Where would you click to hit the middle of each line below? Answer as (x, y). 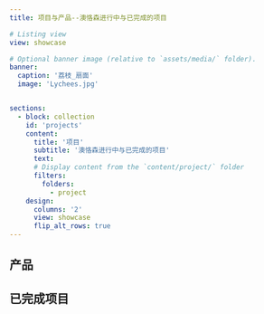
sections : (28, 109)
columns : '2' (58, 209)
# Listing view (38, 34)
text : (43, 159)
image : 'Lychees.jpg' (58, 84)
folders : (58, 184)
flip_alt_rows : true (72, 226)
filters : (50, 176)
